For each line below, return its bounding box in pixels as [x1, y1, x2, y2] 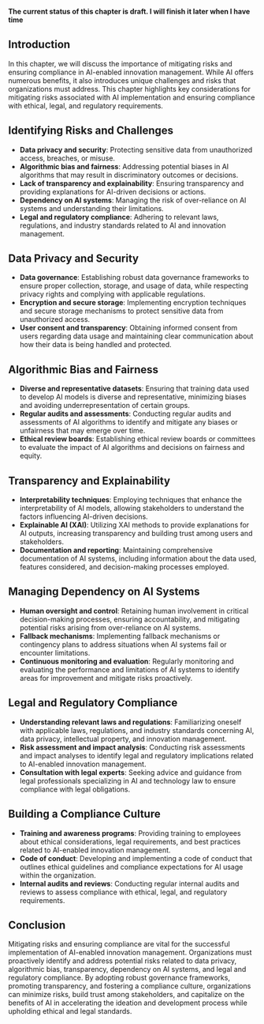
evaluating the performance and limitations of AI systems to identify [19, 664, 240, 674]
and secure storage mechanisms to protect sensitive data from [19, 306, 224, 316]
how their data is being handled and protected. [19, 340, 172, 350]
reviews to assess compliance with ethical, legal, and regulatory [19, 887, 228, 897]
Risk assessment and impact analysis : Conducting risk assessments [19, 742, 246, 752]
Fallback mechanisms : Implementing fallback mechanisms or [19, 631, 221, 640]
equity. [19, 451, 43, 461]
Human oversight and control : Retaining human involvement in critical [19, 606, 249, 615]
